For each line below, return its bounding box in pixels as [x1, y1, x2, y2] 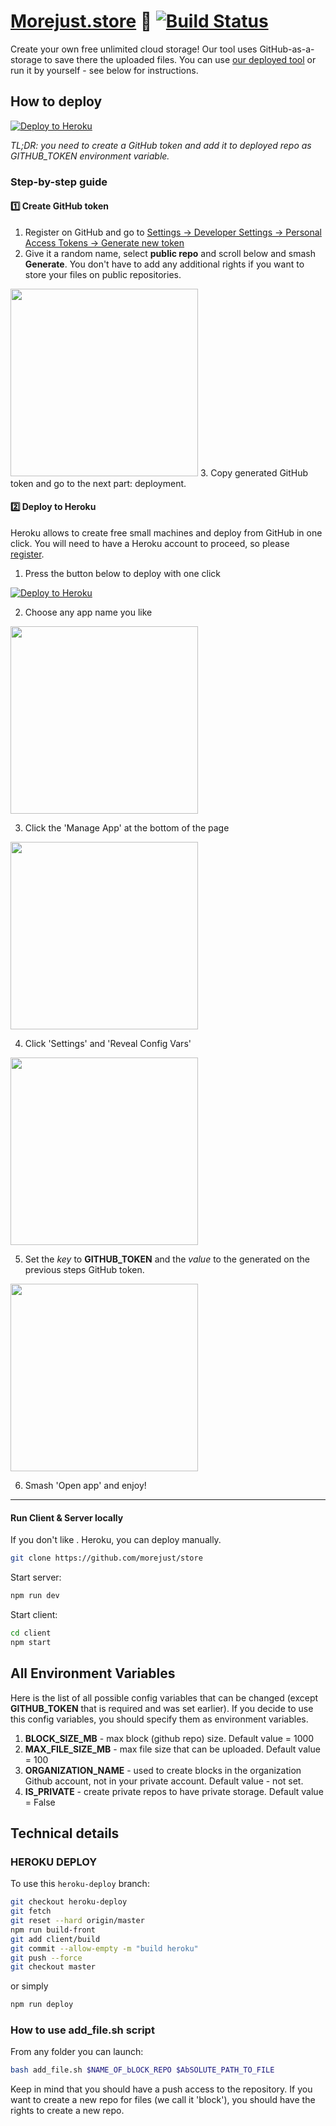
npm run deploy [10, 2000, 74, 2010]
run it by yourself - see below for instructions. [10, 64, 199, 76]
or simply [10, 1980, 49, 1992]
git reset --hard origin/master [10, 1916, 145, 1926]
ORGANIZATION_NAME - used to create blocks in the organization [24, 1764, 302, 1776]
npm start [10, 1637, 52, 1647]
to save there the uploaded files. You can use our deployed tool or [44, 53, 317, 65]
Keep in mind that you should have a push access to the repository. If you [10, 2083, 313, 2095]
